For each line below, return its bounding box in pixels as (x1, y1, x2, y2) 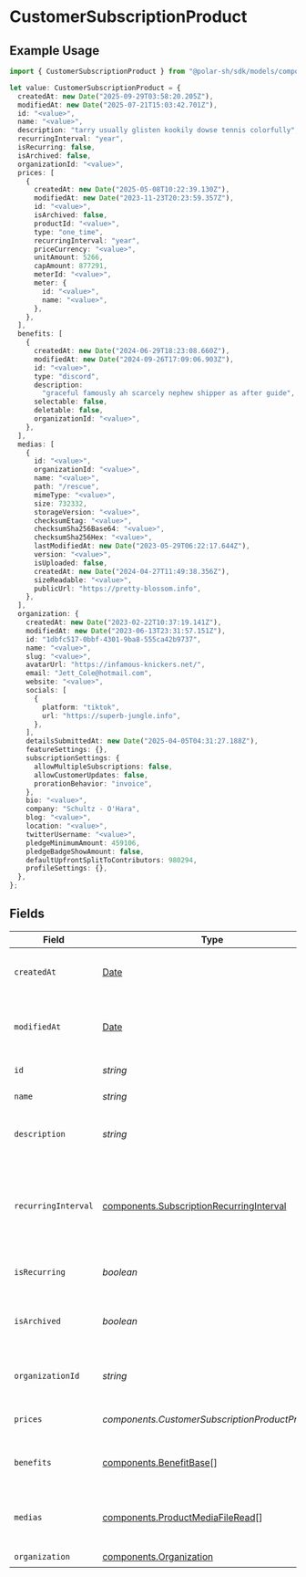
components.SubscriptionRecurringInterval (102, 1199, 287, 1212)
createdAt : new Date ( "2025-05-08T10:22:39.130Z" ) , (33, 185, 230, 194)
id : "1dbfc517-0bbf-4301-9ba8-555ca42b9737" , (25, 634, 202, 644)
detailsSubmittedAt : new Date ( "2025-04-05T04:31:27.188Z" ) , (25, 736, 259, 746)
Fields (9, 906, 46, 922)
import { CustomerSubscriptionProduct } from (9, 67, 185, 76)
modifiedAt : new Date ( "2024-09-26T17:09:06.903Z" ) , (33, 354, 234, 364)
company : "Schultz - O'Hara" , (25, 805, 141, 814)
